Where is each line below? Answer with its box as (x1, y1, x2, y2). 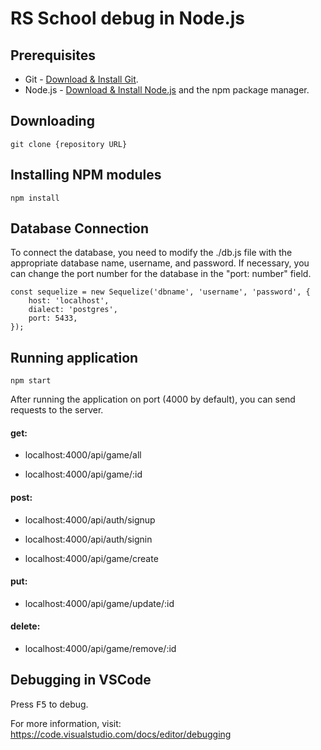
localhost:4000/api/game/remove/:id (24, 643, 177, 655)
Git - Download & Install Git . (24, 73, 139, 85)
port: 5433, (28, 313, 78, 324)
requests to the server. (10, 404, 104, 416)
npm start (10, 376, 52, 386)
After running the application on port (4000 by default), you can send (10, 393, 296, 406)
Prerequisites (10, 47, 96, 64)
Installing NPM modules (10, 167, 162, 184)
